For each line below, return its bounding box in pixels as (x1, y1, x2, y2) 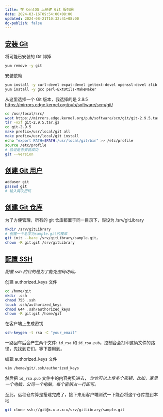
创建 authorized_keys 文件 (5, 279, 57, 284)
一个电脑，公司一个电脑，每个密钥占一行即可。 (5, 382, 98, 387)
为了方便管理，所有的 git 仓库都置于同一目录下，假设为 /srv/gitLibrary (5, 217, 144, 223)
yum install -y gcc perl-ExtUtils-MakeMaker (5, 87, 97, 92)
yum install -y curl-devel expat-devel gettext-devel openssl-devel (5, 82, 147, 87)
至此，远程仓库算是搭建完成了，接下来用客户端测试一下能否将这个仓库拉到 (5, 392, 154, 397)
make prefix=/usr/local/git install (5, 134, 79, 139)
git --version (5, 151, 34, 157)
